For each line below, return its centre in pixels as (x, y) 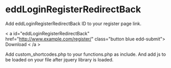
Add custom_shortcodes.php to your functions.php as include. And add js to (86, 54)
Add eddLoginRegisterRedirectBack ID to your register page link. (73, 24)
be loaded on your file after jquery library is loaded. (59, 59)
